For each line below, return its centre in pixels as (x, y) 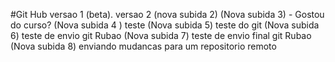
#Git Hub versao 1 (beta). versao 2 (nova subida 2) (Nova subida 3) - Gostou (167, 14)
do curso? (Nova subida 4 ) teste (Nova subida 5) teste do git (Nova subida (165, 25)
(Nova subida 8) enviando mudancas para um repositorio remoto (143, 46)
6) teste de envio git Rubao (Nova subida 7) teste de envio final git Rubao (161, 35)
